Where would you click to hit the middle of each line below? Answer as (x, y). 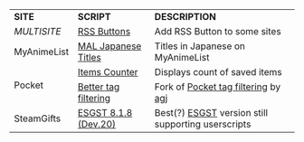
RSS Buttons (104, 31)
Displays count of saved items (218, 72)
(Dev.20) (96, 124)
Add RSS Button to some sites (218, 31)
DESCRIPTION (185, 17)
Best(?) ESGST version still (211, 113)
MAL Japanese (109, 46)
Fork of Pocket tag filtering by (218, 87)
